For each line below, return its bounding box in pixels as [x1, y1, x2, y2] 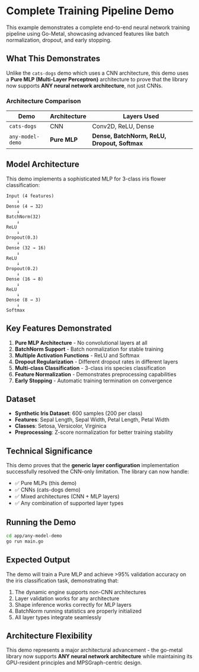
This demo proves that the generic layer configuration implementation [6, 462, 179, 469]
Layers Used [123, 112, 159, 121]
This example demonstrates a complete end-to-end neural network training [6, 24, 190, 31]
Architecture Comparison [6, 97, 81, 105]
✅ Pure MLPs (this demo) [14, 480, 77, 487]
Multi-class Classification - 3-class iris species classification [14, 364, 166, 372]
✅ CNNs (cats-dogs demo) [14, 486, 81, 493]
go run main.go [6, 538, 44, 544]
